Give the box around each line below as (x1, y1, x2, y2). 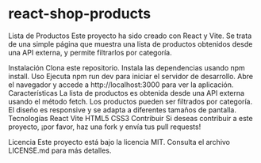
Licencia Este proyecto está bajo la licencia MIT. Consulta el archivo (8, 137, 231, 146)
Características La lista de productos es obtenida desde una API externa (8, 88, 244, 97)
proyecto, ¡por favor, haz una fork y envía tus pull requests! (8, 122, 202, 131)
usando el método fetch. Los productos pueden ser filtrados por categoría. (8, 97, 252, 106)
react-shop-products (8, 5, 152, 23)
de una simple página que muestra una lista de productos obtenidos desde (8, 39, 253, 48)
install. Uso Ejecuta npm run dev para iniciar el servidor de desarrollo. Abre (8, 71, 254, 81)
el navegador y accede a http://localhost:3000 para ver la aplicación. (8, 80, 234, 89)
